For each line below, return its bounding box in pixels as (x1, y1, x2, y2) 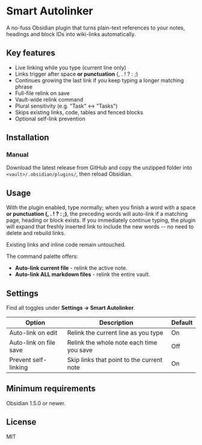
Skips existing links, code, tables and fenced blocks (14, 108, 143, 115)
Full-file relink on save (14, 89, 70, 97)
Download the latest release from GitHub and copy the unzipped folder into (6, 164, 192, 171)
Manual (6, 150, 29, 159)
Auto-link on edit (9, 329, 58, 337)
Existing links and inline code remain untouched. (6, 241, 126, 248)
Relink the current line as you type (67, 329, 164, 337)
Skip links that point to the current (67, 356, 163, 364)
